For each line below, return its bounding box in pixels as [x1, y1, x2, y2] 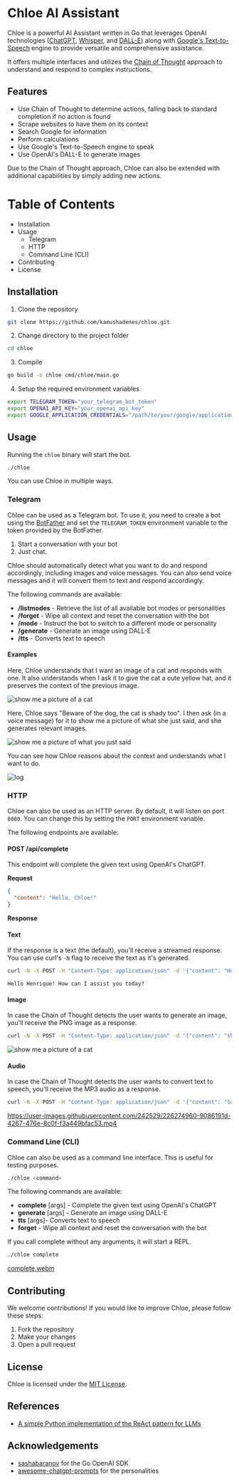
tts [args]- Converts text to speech [17, 1216, 120, 1225]
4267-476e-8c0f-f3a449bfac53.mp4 [7, 1119, 117, 1128]
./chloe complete [7, 1251, 59, 1258]
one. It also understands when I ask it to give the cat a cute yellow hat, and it [7, 673, 232, 682]
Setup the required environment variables [17, 384, 140, 393]
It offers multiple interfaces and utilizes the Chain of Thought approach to [7, 57, 223, 65]
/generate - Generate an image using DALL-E [17, 626, 152, 635]
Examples [7, 650, 38, 659]
